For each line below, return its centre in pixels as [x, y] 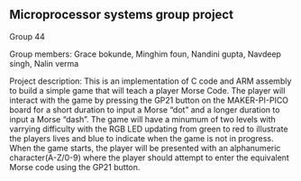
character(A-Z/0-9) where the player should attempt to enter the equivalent [150, 158]
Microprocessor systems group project [122, 15]
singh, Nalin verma [44, 63]
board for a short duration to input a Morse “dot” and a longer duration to [145, 109]
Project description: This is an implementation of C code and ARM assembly [150, 81]
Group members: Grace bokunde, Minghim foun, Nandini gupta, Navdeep [146, 54]
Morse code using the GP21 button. [75, 167]
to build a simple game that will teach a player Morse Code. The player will [147, 90]
